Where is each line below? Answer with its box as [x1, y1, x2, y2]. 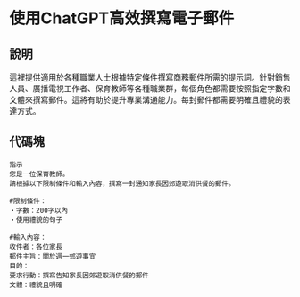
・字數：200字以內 [9, 206, 69, 215]
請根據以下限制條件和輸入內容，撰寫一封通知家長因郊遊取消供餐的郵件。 [9, 179, 236, 188]
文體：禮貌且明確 [9, 280, 63, 289]
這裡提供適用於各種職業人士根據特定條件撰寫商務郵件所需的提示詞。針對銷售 [9, 72, 291, 82]
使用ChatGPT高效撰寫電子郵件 [9, 8, 235, 29]
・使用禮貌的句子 [9, 216, 63, 225]
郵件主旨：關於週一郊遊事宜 [9, 251, 96, 260]
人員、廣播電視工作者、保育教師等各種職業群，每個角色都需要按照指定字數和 [9, 83, 291, 94]
